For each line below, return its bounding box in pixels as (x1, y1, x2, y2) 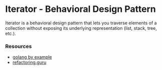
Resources (5, 43, 32, 50)
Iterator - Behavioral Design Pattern (5, 3, 156, 15)
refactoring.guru (12, 60, 47, 66)
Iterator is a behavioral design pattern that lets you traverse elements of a (5, 20, 157, 26)
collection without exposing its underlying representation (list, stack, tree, (5, 25, 157, 31)
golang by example (12, 54, 52, 60)
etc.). (5, 30, 16, 36)
